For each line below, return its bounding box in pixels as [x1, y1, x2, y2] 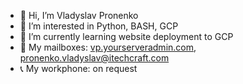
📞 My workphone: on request [19, 63, 138, 74]
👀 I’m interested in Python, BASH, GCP [19, 20, 179, 32]
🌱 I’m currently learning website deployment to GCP [19, 31, 234, 42]
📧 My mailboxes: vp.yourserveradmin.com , [19, 41, 197, 53]
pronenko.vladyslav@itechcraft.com [19, 52, 170, 64]
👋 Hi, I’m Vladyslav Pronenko [19, 10, 139, 21]
